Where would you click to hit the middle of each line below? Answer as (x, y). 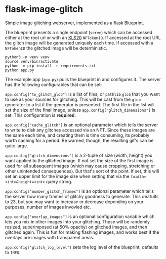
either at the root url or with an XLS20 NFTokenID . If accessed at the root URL (83, 38)
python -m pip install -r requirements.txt (51, 66)
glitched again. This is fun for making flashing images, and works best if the (82, 232)
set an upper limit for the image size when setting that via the (67, 176)
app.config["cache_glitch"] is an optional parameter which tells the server (82, 125)
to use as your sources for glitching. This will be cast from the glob (73, 99)
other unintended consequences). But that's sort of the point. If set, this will (82, 171)
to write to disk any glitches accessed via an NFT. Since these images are (80, 130)
